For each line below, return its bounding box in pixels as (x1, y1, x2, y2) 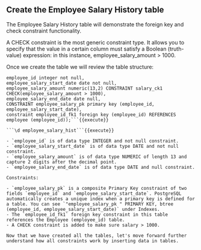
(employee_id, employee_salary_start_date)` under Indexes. (6, 206, 161, 212)
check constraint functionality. (6, 27, 82, 34)
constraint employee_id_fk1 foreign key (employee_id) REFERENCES (6, 111, 176, 118)
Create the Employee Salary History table (6, 5, 164, 15)
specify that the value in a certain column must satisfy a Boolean (6, 45, 167, 52)
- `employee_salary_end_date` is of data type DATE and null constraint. (6, 164, 196, 170)
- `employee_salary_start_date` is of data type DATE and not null (6, 143, 179, 149)
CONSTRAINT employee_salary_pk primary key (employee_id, (6, 101, 155, 107)
